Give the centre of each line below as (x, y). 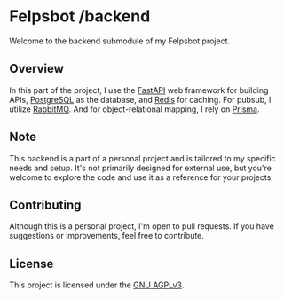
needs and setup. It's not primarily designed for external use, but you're (141, 168)
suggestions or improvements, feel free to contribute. (106, 236)
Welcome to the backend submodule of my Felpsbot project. (120, 41)
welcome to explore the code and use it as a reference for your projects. (141, 177)
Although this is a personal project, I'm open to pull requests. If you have (142, 226)
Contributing (45, 205)
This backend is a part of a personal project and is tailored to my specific (143, 158)
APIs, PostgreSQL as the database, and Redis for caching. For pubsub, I (140, 99)
